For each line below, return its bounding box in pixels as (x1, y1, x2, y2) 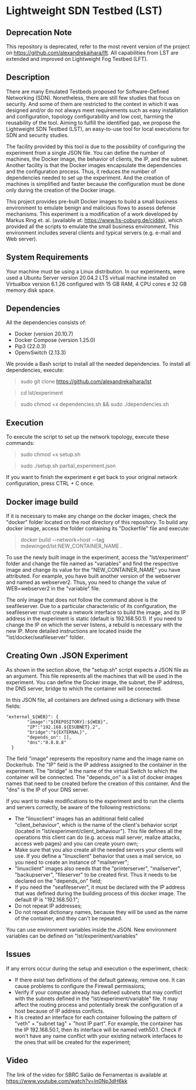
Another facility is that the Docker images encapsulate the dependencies (6, 161, 182, 168)
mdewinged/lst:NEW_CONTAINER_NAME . (20, 542, 122, 549)
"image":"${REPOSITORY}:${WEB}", (27, 719, 109, 725)
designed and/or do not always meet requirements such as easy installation (6, 107, 188, 114)
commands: (6, 440, 35, 447)
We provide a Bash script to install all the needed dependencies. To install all (6, 361, 191, 368)
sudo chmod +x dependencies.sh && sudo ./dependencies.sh (20, 400, 169, 408)
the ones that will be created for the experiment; (14, 1038, 131, 1045)
